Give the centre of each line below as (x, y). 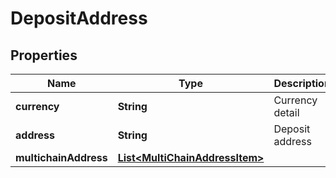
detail (286, 112)
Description (302, 83)
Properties (44, 55)
